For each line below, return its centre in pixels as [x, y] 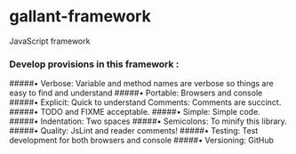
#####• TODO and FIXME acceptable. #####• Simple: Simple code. [135, 112]
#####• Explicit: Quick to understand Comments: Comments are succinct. [145, 102]
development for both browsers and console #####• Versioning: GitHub [141, 141]
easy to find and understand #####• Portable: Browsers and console [136, 93]
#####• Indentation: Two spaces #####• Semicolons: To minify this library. [148, 121]
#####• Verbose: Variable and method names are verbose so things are [141, 84]
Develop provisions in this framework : [94, 64]
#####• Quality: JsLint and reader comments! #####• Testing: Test [134, 131]
